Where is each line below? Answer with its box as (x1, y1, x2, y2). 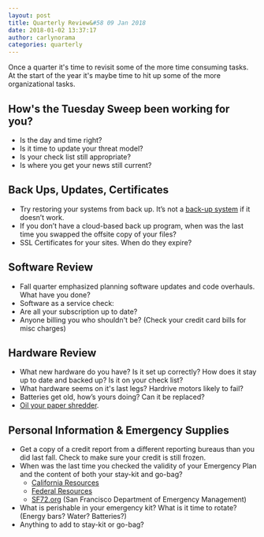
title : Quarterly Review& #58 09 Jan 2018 (8, 19, 147, 27)
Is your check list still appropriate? (19, 151, 132, 162)
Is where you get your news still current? (19, 160, 152, 170)
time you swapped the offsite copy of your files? (19, 229, 177, 239)
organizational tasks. (8, 80, 76, 89)
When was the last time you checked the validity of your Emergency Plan (19, 461, 257, 471)
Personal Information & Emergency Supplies (8, 423, 230, 437)
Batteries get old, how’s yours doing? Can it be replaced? (19, 392, 205, 402)
